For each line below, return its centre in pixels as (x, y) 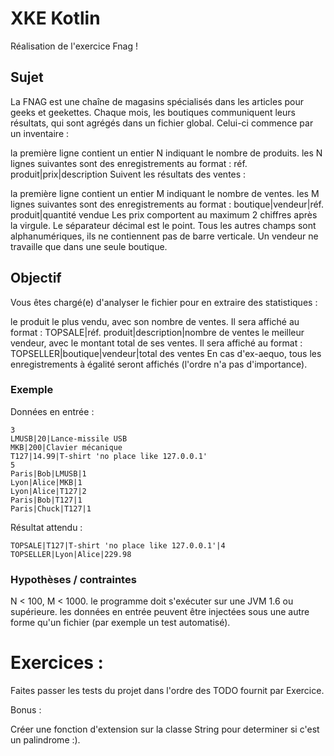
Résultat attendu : (46, 527)
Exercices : (57, 663)
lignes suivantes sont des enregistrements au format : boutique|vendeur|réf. (167, 204)
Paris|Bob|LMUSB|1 (48, 473)
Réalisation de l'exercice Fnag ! (74, 46)
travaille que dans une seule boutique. (89, 246)
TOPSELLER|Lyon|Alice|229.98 (71, 554)
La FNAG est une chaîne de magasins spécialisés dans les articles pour (157, 101)
